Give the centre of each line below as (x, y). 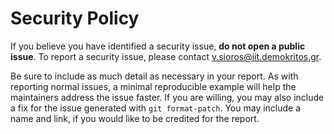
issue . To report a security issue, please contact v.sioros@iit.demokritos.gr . (166, 56)
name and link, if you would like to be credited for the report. (135, 118)
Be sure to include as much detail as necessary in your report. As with (154, 76)
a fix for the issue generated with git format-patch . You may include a (156, 108)
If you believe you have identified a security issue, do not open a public (158, 46)
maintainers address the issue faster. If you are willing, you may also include (167, 97)
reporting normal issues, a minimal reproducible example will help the (153, 86)
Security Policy (75, 18)
